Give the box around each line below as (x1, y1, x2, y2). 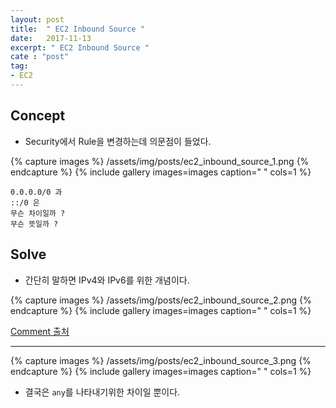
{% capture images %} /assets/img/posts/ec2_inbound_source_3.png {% (10, 354, 312, 366)
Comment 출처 (10, 325, 70, 337)
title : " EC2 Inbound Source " (10, 24, 145, 34)
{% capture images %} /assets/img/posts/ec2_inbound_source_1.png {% (10, 155, 310, 167)
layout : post (10, 14, 65, 25)
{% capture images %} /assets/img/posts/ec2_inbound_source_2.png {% (10, 294, 312, 306)
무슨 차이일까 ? (10, 208, 66, 218)
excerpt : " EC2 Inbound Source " (10, 42, 150, 53)
